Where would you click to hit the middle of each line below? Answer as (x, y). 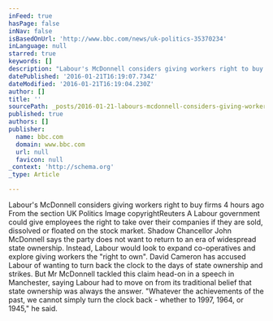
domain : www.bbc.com (50, 144)
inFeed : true (30, 16)
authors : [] (28, 122)
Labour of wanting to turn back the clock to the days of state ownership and (136, 265)
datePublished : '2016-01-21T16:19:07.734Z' (83, 76)
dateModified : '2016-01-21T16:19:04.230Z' (81, 84)
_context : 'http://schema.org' (61, 167)
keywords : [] (30, 62)
